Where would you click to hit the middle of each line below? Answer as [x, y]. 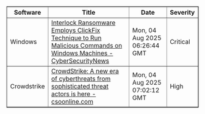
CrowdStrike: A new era [85, 71]
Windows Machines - [82, 53]
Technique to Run [76, 38]
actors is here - [74, 94]
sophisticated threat [80, 86]
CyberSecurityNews [80, 61]
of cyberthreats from [81, 79]
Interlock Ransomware [83, 23]
